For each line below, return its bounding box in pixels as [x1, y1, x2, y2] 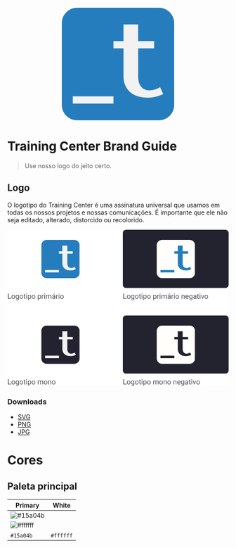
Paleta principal [7, 480, 77, 492]
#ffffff [50, 532, 73, 539]
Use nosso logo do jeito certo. [24, 161, 112, 170]
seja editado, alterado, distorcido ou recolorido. [7, 215, 145, 224]
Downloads [7, 397, 47, 407]
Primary [15, 501, 40, 509]
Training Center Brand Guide [7, 139, 178, 155]
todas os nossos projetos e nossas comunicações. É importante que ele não [7, 208, 228, 217]
